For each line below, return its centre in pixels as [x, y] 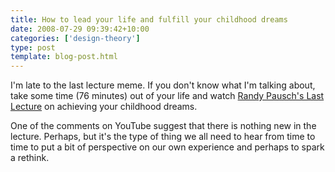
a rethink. [30, 158]
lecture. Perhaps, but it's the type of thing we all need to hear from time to [163, 137]
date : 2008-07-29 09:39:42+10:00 [80, 29]
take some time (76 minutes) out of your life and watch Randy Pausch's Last [167, 96]
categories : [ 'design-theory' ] [75, 38]
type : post [33, 47]
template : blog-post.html [64, 57]
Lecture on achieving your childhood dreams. [104, 107]
